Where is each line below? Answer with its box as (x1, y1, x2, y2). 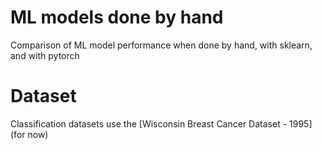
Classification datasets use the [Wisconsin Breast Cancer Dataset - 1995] (10, 117, 313, 130)
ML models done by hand (10, 6, 224, 29)
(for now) (10, 128, 49, 140)
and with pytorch (10, 49, 80, 61)
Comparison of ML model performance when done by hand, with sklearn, (10, 39, 313, 51)
